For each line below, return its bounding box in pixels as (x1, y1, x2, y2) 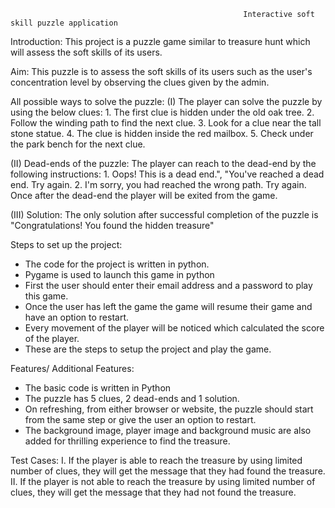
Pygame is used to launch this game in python (24, 269, 215, 280)
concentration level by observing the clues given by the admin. (10, 76, 270, 88)
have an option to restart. (24, 311, 130, 323)
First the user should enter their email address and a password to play (24, 280, 313, 291)
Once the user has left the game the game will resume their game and (24, 301, 313, 312)
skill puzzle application (10, 18, 118, 28)
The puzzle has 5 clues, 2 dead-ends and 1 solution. (24, 393, 240, 404)
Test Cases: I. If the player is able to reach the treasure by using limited (10, 455, 303, 466)
